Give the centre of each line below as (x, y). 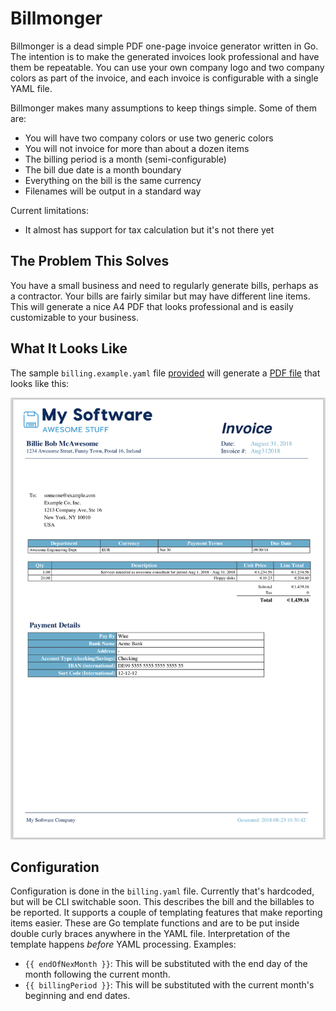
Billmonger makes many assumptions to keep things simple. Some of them (164, 108)
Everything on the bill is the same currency (113, 180)
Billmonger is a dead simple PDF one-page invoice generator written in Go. (164, 46)
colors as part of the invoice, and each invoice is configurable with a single (164, 78)
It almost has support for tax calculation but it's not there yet (149, 229)
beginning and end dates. (77, 996)
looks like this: (40, 383)
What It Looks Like (69, 348)
